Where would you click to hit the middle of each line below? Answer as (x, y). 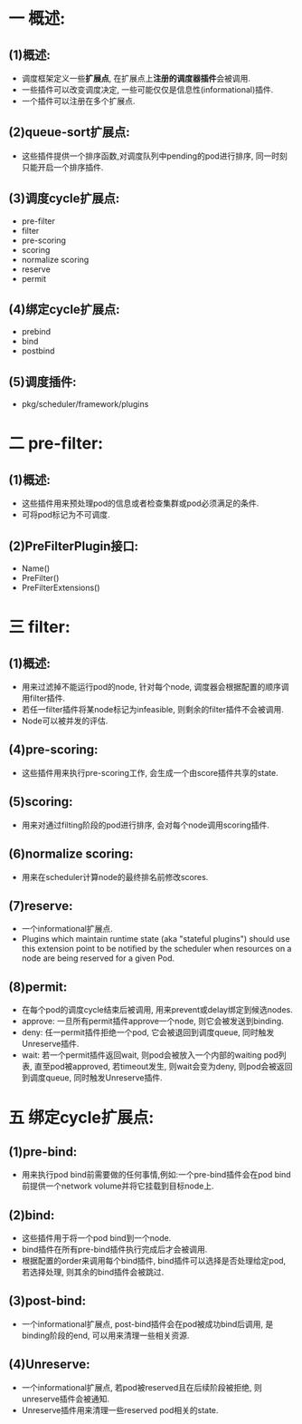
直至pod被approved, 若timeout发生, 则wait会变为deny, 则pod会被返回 (163, 1067)
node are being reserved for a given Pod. (98, 958)
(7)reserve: (41, 906)
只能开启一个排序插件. (62, 167)
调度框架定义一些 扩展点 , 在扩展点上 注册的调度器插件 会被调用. (136, 78)
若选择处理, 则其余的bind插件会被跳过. (93, 1272)
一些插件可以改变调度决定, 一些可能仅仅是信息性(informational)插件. (147, 90)
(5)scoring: (41, 802)
